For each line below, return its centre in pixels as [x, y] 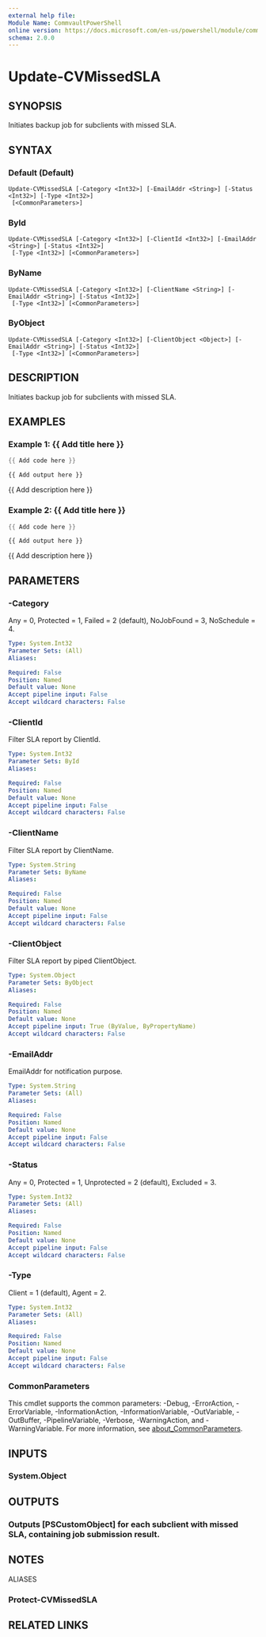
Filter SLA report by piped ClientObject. [72, 961]
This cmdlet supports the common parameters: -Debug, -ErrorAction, [122, 1403]
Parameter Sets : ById [44, 762]
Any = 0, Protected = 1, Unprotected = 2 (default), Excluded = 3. [112, 1182]
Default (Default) [41, 173]
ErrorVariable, [31, 1412]
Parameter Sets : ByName [47, 872]
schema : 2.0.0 [32, 38]
